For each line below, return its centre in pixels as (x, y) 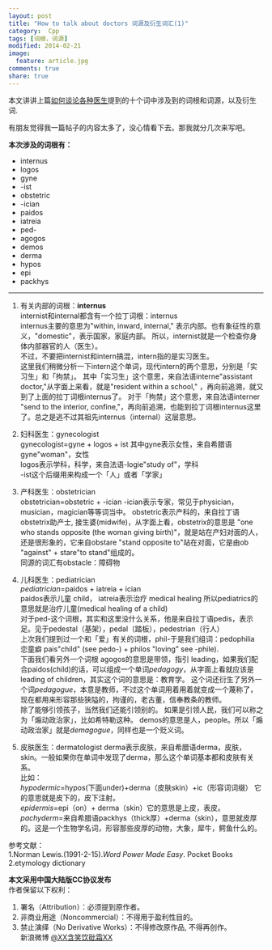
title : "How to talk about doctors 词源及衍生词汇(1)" (98, 23)
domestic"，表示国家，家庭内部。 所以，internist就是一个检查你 (144, 336)
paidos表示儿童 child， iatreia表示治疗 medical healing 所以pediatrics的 (139, 598)
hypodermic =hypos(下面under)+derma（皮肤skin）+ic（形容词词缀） (136, 787)
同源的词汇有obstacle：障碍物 (70, 562)
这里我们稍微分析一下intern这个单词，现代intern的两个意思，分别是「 (135, 366)
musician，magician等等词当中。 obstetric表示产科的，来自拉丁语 (130, 511)
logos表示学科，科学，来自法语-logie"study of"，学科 (109, 464)
